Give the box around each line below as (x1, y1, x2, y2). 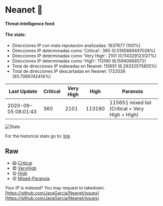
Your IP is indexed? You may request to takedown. (5, 185, 105, 190)
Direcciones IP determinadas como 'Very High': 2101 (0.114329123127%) (12, 53, 157, 59)
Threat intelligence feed (5, 20, 55, 26)
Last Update (9, 88, 38, 95)
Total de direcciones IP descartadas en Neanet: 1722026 (12, 68, 126, 74)
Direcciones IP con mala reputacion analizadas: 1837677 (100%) (12, 42, 141, 48)
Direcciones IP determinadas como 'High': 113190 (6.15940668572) (12, 58, 147, 63)
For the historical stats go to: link (5, 133, 70, 139)
